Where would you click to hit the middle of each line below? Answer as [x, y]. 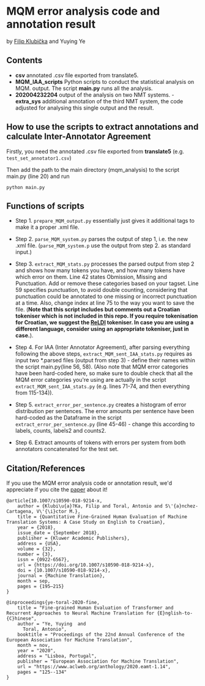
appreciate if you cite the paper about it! [57, 490]
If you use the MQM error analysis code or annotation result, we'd [89, 483]
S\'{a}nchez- [182, 506]
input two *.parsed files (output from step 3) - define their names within [105, 360]
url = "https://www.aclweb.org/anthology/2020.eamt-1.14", [94, 667]
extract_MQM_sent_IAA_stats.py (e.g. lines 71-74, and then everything [102, 386]
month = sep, [34, 581]
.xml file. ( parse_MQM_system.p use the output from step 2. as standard [103, 245]
